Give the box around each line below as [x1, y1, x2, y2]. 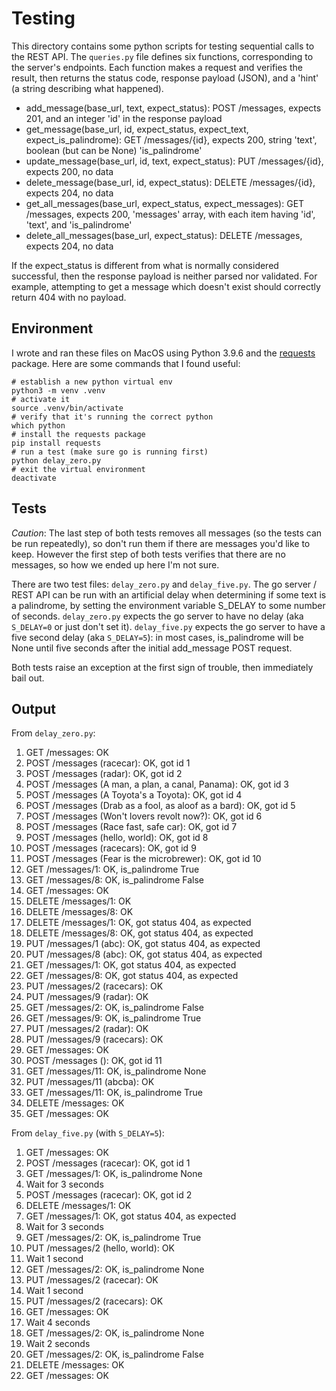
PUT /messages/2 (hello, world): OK [25, 1242, 175, 1254]
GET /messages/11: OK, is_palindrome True [25, 1087, 203, 1099]
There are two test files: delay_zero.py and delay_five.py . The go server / [11, 578, 318, 590]
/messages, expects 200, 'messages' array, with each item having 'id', [25, 208, 316, 220]
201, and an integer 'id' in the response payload [25, 112, 223, 124]
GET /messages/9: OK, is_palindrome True [25, 1012, 202, 1024]
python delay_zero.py [11, 455, 102, 466]
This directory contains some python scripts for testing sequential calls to [11, 40, 315, 52]
